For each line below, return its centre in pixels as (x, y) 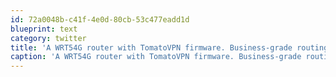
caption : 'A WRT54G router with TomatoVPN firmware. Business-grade (156, 57)
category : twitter (48, 38)
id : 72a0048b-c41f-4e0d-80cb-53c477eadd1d (100, 19)
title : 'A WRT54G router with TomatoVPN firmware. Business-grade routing (169, 47)
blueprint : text (44, 29)
